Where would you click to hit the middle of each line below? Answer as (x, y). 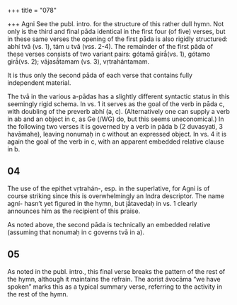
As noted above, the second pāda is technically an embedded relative (109, 224)
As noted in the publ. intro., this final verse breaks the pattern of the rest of (116, 271)
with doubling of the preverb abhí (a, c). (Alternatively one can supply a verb (118, 111)
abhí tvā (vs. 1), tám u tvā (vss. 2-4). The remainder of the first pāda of (110, 46)
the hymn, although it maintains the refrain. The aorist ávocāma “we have (114, 279)
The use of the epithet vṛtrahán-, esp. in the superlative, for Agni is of (109, 188)
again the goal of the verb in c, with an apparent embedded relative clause (116, 142)
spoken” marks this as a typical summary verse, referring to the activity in (115, 287)
